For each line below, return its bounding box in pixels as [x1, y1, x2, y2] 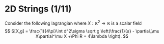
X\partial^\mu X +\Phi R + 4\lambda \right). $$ [35, 33, 129, 39]
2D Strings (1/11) [4, 3, 72, 15]
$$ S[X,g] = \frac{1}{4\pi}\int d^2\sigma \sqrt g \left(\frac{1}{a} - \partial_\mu [4, 28, 160, 34]
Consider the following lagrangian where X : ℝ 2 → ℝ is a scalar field [4, 19, 142, 26]
